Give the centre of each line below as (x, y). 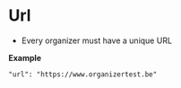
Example (25, 57)
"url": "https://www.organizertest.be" (83, 74)
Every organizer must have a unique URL (96, 40)
